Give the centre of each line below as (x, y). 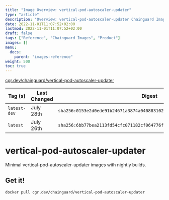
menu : (11, 47)
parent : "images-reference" (44, 57)
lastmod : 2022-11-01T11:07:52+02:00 (44, 29)
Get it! (15, 181)
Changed (42, 99)
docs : (16, 52)
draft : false (19, 33)
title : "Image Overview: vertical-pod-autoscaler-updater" (68, 10)
